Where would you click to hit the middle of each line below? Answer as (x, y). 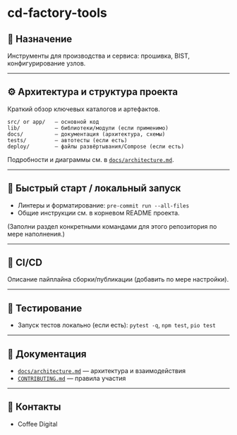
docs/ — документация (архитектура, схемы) (86, 134)
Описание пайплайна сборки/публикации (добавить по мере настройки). (118, 279)
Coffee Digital (37, 424)
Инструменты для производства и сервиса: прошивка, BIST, (99, 56)
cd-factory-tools (57, 13)
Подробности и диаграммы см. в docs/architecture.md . (91, 159)
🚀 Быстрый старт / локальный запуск (94, 188)
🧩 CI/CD (25, 263)
